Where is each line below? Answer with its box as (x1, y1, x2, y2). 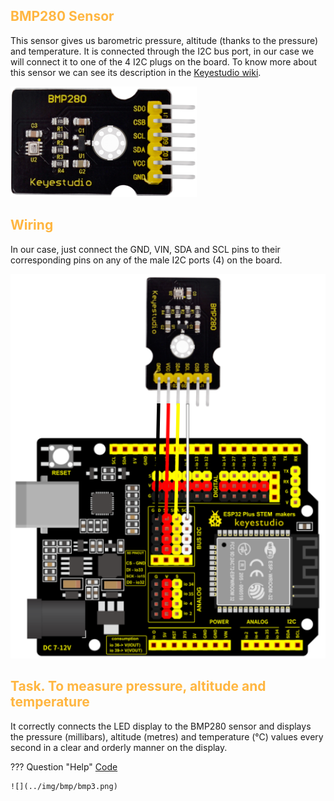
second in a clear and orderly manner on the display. (10, 741, 228, 753)
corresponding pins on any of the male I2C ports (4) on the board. (10, 254, 283, 266)
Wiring (10, 217, 54, 234)
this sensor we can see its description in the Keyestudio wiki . (10, 66, 262, 78)
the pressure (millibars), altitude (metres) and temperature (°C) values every (10, 730, 324, 743)
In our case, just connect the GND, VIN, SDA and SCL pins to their (10, 243, 281, 255)
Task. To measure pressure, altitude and (10, 678, 267, 695)
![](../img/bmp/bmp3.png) (10, 781, 118, 791)
